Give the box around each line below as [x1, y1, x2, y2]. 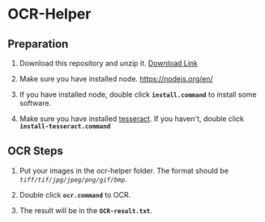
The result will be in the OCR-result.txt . [19, 205, 153, 215]
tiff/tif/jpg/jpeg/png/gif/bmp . [19, 174, 127, 184]
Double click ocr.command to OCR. [19, 190, 131, 199]
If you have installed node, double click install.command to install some [19, 90, 257, 99]
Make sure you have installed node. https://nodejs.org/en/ [19, 74, 214, 83]
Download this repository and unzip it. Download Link [19, 58, 199, 68]
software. [19, 98, 52, 107]
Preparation [7, 37, 69, 51]
